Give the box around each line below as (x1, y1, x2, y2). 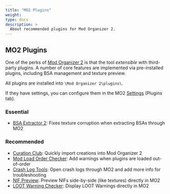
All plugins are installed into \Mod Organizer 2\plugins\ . (5, 80, 123, 86)
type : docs (5, 17, 29, 22)
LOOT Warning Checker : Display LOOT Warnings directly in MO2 (12, 183, 150, 189)
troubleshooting (12, 171, 47, 178)
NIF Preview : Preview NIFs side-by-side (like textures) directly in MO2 (12, 177, 160, 183)
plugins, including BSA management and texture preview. (5, 70, 126, 76)
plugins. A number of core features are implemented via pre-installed (17, 65, 164, 71)
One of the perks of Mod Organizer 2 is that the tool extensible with (5, 59, 147, 65)
